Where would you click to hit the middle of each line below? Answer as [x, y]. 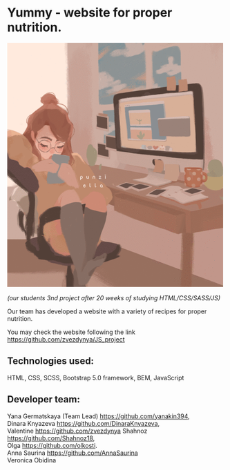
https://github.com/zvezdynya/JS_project [66, 339]
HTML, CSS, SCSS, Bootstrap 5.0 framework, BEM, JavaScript [96, 378]
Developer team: [44, 399]
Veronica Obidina [32, 460]
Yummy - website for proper [90, 13]
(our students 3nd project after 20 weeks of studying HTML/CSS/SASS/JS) [114, 297]
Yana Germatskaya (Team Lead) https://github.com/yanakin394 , [98, 416]
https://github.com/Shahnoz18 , [51, 438]
